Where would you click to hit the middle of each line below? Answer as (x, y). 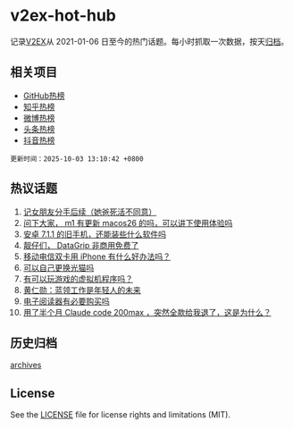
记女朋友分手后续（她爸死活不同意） (90, 212)
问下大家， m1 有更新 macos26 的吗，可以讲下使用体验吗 (128, 223)
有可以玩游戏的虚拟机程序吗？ (78, 279)
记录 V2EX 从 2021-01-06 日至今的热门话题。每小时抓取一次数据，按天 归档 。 (150, 41)
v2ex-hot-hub (63, 16)
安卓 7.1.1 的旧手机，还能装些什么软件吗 (94, 234)
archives (26, 365)
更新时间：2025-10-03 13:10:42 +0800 (77, 159)
